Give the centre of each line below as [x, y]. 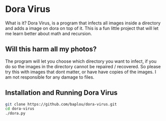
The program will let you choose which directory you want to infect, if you [81, 61]
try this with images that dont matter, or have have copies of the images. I [81, 72]
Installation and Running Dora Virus [62, 93]
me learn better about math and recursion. [49, 33]
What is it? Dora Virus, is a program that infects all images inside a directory [83, 23]
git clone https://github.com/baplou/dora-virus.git [61, 104]
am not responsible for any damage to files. [50, 77]
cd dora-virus [20, 109]
